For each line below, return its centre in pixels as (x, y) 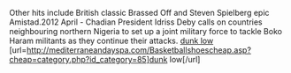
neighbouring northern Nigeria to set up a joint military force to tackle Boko (146, 31)
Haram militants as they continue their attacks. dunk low (111, 40)
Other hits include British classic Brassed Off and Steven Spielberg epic (139, 13)
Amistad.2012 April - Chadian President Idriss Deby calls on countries (136, 22)
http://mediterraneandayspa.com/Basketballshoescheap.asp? (139, 50)
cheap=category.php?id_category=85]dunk (88, 59)
